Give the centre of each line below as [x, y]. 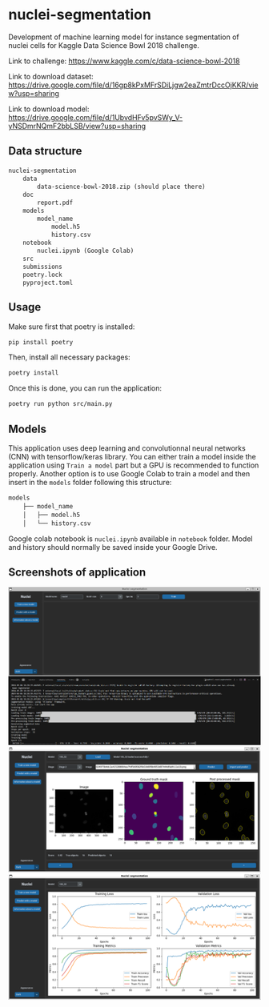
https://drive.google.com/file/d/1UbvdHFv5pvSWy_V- [96, 117]
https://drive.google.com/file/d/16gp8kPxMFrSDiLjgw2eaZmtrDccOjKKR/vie [133, 85]
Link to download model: [49, 109]
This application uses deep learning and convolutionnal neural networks [127, 448]
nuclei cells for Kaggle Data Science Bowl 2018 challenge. [104, 45]
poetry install [34, 373]
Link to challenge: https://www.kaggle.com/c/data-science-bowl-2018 [124, 61]
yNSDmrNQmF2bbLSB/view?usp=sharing [77, 126]
